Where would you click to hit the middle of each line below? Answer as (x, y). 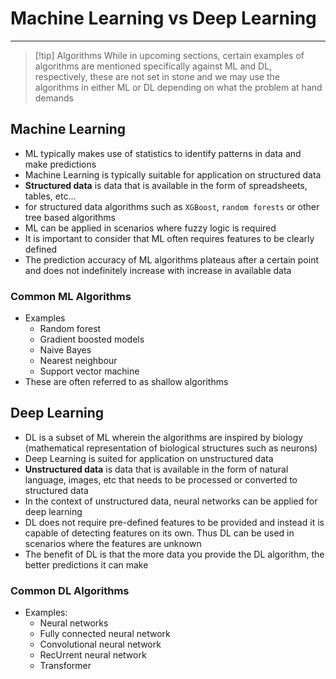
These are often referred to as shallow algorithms (126, 382)
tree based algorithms (70, 217)
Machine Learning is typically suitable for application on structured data (173, 174)
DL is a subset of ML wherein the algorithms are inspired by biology (164, 437)
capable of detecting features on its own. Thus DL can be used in (159, 533)
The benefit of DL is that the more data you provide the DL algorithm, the (174, 554)
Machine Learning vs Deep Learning (163, 18)
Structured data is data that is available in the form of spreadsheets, (166, 185)
